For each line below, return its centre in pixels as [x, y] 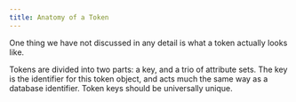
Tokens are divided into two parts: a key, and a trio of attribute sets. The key [148, 69]
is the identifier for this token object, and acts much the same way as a [139, 78]
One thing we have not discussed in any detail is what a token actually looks [148, 43]
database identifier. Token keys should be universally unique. [121, 88]
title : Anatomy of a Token [59, 17]
